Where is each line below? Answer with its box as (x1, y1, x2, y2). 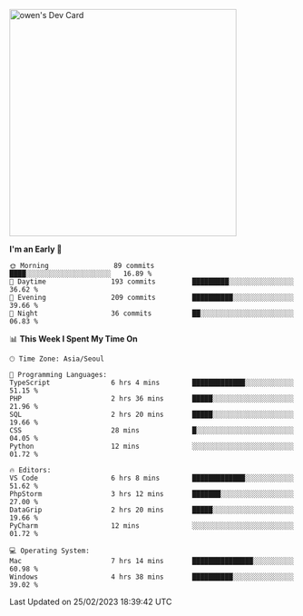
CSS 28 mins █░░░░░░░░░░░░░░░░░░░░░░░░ (9, 426, 295, 435)
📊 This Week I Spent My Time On (9, 333, 138, 344)
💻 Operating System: (9, 546, 91, 555)
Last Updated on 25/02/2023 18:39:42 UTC (9, 596, 172, 607)
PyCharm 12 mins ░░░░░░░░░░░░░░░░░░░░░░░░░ (9, 522, 295, 531)
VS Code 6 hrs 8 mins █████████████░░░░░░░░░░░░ (9, 473, 295, 482)
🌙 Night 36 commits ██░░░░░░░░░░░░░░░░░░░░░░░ (9, 309, 295, 318)
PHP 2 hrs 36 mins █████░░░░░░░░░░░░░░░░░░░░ (9, 394, 295, 403)
